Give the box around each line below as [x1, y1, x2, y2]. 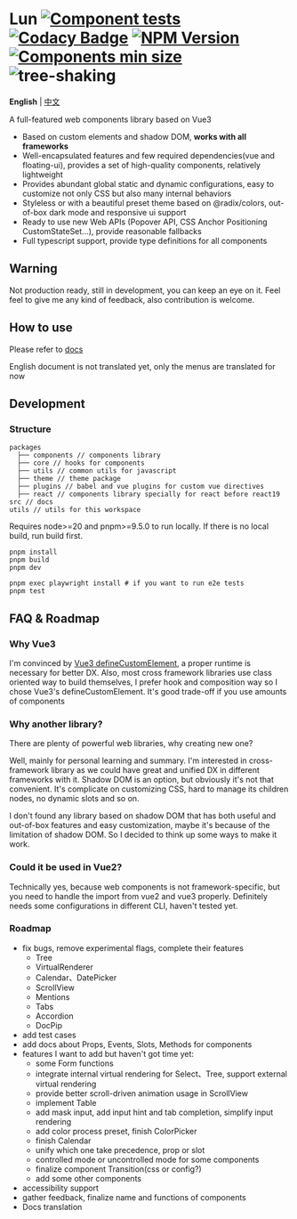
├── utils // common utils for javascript [17, 467, 177, 475]
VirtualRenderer [35, 962, 93, 972]
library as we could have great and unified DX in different [51, 765, 261, 776]
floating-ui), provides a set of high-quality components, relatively [21, 159, 261, 170]
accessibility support [21, 1182, 100, 1193]
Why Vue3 [9, 638, 56, 650]
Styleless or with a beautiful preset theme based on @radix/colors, [21, 197, 267, 208]
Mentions [35, 991, 70, 1002]
